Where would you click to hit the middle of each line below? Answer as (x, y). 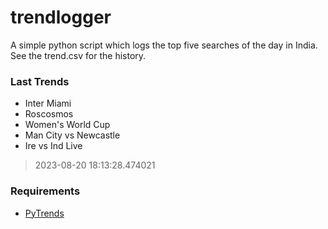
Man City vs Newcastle (72, 135)
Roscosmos (49, 114)
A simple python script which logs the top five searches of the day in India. (164, 45)
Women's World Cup (67, 125)
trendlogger (61, 17)
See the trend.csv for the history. (78, 55)
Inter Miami (48, 103)
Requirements (45, 191)
